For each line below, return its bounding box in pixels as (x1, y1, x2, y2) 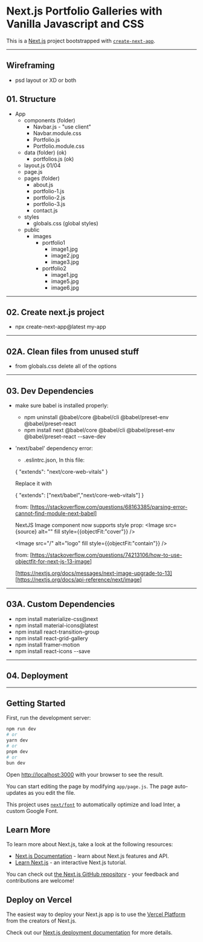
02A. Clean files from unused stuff (6, 347, 140, 357)
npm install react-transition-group (14, 628, 100, 635)
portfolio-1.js (33, 187, 65, 194)
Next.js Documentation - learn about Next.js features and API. (14, 852, 169, 860)
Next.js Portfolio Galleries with (6, 4, 163, 18)
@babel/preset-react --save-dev (24, 433, 106, 440)
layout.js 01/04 (24, 162, 61, 169)
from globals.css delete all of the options (14, 362, 117, 370)
